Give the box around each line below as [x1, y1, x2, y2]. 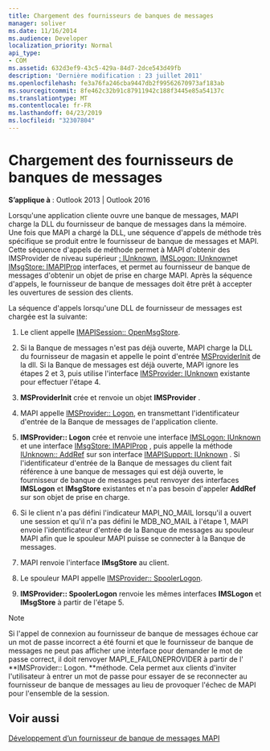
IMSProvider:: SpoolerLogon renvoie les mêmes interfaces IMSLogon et [19, 588, 262, 598]
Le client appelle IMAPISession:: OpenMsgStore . [19, 327, 181, 336]
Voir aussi [8, 712, 59, 725]
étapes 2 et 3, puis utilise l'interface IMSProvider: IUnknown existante [19, 368, 251, 378]
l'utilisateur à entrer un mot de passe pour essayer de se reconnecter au [8, 671, 247, 681]
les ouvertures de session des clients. [8, 287, 134, 297]
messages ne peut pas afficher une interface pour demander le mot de [8, 646, 243, 655]
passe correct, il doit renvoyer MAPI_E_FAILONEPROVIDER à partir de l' [8, 654, 243, 664]
